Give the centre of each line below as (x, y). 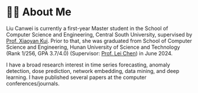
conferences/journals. (33, 83)
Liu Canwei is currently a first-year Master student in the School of (87, 28)
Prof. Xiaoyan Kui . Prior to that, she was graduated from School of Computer (99, 41)
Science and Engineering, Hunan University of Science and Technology (93, 47)
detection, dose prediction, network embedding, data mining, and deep (93, 71)
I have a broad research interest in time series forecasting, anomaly (88, 65)
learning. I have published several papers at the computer (76, 77)
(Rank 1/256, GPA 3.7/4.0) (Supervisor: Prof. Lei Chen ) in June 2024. (90, 53)
